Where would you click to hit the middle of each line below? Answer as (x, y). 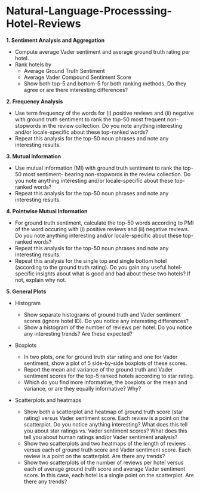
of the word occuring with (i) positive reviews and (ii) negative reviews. (102, 229)
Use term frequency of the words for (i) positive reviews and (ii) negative (104, 113)
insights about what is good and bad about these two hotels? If (113, 274)
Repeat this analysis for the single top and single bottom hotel (91, 260)
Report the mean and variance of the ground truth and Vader (98, 369)
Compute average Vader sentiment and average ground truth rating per (102, 51)
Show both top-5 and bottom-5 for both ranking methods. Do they (105, 83)
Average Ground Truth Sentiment (64, 70)
